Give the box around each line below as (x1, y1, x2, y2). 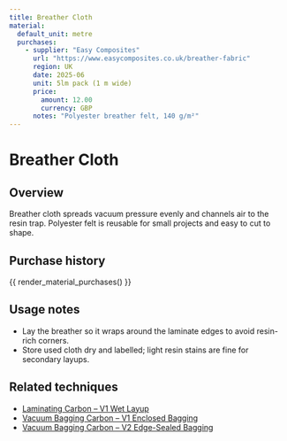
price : (32, 87, 57, 96)
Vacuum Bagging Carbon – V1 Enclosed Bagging (21, 413, 199, 423)
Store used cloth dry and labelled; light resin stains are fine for (21, 344, 249, 355)
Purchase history (9, 253, 106, 268)
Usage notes (9, 302, 80, 317)
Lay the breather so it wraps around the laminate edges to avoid (21, 325, 255, 337)
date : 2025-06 (32, 71, 86, 80)
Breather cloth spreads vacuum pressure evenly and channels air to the (9, 209, 269, 220)
